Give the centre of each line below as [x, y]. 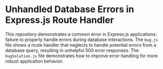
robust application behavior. [34, 61]
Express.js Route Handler [59, 20]
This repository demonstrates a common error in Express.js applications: [81, 34]
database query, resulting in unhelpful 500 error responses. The [72, 50]
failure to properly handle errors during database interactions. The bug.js [82, 40]
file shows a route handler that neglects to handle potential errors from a [81, 45]
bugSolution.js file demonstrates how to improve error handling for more [81, 56]
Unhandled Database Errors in [70, 9]
